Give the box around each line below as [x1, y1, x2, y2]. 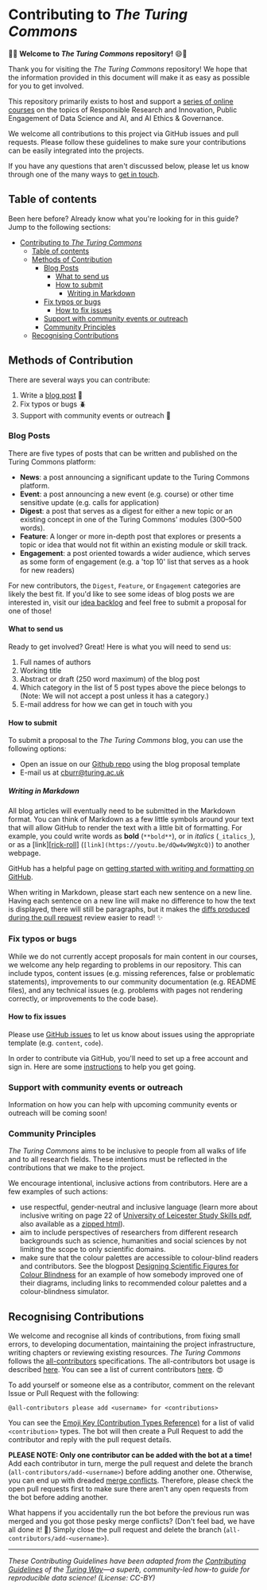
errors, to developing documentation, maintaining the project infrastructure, [8, 1339, 256, 1349]
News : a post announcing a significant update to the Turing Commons [19, 472, 250, 482]
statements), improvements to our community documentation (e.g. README [8, 977, 257, 986]
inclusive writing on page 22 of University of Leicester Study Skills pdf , [19, 1211, 252, 1220]
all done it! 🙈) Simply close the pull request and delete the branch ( [8, 1525, 226, 1534]
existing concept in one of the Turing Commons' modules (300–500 [19, 515, 242, 524]
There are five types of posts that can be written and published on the [8, 448, 238, 458]
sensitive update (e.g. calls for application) [19, 497, 160, 507]
